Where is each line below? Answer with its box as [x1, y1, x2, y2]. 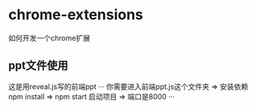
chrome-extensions [8, 6, 143, 24]
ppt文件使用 [8, 59, 68, 73]
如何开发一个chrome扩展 [8, 33, 91, 42]
